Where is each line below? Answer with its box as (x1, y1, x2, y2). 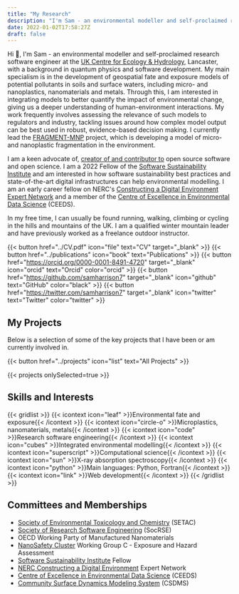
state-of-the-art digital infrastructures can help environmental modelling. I (7, 178, 224, 186)
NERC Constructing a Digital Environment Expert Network (17, 563, 186, 572)
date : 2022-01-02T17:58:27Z (7, 24, 91, 31)
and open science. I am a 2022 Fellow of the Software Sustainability (7, 162, 207, 171)
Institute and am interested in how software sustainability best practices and (7, 170, 231, 178)
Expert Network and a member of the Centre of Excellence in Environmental (7, 193, 230, 201)
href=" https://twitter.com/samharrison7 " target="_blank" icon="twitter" (7, 288, 217, 297)
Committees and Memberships (7, 499, 147, 511)
